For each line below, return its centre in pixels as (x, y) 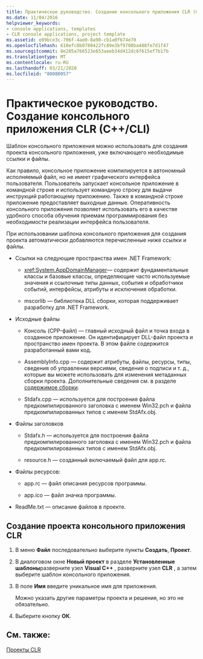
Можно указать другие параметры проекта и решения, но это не (99, 598)
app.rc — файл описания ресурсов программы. (85, 484)
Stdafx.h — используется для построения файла (86, 435)
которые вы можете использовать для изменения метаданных (105, 375)
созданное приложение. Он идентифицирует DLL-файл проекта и (108, 337)
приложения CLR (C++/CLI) (78, 129)
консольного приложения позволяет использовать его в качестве (92, 209)
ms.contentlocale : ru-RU (37, 62)
